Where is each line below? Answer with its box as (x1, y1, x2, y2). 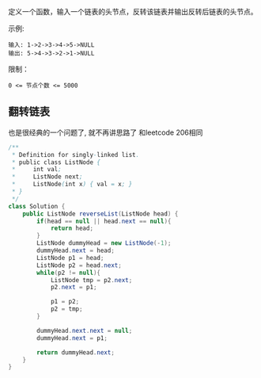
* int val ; (11, 166, 62, 174)
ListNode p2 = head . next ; (36, 261, 123, 269)
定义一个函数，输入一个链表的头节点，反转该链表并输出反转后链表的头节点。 (8, 7, 258, 16)
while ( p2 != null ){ (36, 269, 101, 277)
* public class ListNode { (11, 158, 101, 166)
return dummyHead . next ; (36, 348, 115, 357)
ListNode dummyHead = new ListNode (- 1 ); (36, 239, 172, 247)
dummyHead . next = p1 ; (36, 334, 108, 342)
